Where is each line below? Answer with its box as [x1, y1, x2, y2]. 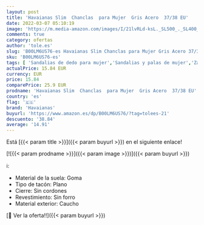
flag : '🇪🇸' [6, 99, 36, 105]
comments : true [6, 32, 45, 38]
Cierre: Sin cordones [15, 187, 67, 195]
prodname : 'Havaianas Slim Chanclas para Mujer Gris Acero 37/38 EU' [6, 88, 197, 94]
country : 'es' [6, 93, 42, 99]
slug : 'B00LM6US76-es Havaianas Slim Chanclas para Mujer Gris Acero [6, 49, 186, 55]
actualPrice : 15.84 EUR [6, 65, 67, 72]
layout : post [6, 8, 39, 15]
